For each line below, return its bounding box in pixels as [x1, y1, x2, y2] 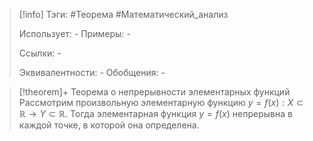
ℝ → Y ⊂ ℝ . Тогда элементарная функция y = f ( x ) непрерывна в [18, 108, 293, 119]
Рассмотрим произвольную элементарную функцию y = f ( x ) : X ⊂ [18, 97, 304, 108]
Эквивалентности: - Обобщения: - [18, 67, 166, 78]
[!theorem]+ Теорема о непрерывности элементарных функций [18, 86, 291, 98]
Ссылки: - [18, 47, 62, 59]
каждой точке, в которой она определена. [18, 119, 200, 131]
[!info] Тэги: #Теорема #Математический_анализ [18, 9, 229, 20]
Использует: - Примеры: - [18, 28, 131, 39]
